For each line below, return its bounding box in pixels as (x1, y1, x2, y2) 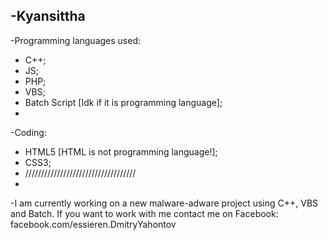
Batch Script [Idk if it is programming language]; (24, 96, 223, 108)
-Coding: (10, 126, 47, 138)
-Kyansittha (10, 8, 86, 25)
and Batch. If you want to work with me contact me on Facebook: (10, 207, 279, 219)
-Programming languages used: (10, 34, 142, 46)
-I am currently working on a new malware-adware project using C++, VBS (10, 197, 319, 209)
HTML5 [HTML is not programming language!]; (24, 145, 218, 158)
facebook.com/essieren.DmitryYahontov (10, 218, 177, 230)
